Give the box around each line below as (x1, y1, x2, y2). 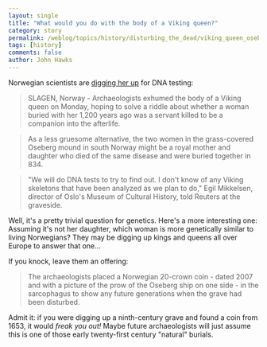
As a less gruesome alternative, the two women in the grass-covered (27, 134, 254, 143)
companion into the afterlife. (27, 119, 121, 128)
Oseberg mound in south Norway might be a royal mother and (27, 142, 231, 152)
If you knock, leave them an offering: (8, 256, 129, 266)
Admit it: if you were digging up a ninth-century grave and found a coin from (8, 312, 258, 322)
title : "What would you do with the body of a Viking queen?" (8, 19, 219, 27)
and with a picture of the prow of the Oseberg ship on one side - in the (27, 280, 259, 290)
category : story (8, 26, 62, 34)
